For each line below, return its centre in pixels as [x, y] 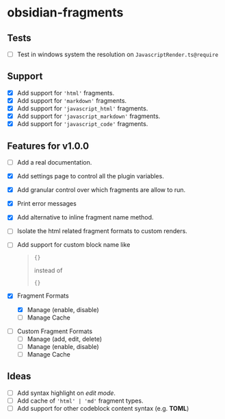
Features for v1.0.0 [48, 146]
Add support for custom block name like [74, 245]
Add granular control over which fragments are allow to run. [101, 190]
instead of [48, 271]
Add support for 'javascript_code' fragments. [82, 124]
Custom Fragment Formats [55, 331]
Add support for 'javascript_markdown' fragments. [89, 116]
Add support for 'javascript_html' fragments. [82, 108]
